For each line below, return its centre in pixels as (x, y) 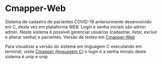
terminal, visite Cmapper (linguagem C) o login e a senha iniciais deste (76, 51)
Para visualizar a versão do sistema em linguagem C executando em (73, 46)
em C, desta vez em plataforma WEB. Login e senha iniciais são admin (75, 26)
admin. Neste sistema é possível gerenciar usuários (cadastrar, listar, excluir (81, 32)
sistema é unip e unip (26, 56)
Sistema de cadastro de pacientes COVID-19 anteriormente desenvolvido (78, 22)
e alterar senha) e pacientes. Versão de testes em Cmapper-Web (70, 37)
